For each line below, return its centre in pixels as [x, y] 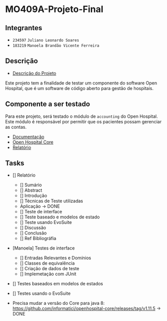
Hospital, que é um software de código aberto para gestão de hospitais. [79, 88]
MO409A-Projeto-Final [54, 9]
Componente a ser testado [48, 104]
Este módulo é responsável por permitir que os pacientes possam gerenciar [83, 121]
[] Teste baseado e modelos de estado [60, 217]
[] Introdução [34, 196]
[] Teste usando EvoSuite [46, 222]
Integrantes [24, 28]
